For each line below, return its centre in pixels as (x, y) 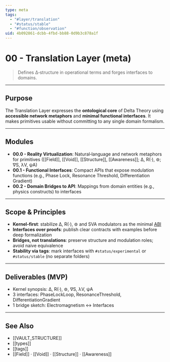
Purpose (19, 98)
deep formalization (32, 235)
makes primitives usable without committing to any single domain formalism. (85, 121)
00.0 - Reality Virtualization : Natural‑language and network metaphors (87, 154)
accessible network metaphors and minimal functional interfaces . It (78, 116)
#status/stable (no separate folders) (51, 256)
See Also (19, 326)
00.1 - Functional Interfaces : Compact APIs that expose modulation (83, 170)
